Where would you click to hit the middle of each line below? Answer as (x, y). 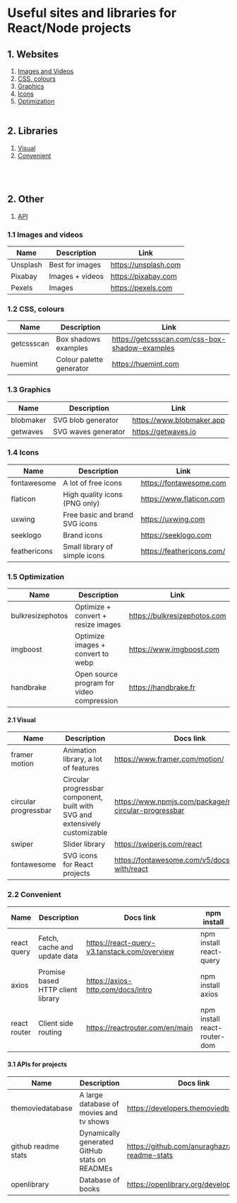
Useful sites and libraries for (92, 13)
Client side (56, 1023)
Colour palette (80, 360)
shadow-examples (143, 348)
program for (95, 683)
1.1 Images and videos (45, 234)
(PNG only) (81, 503)
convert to (92, 654)
